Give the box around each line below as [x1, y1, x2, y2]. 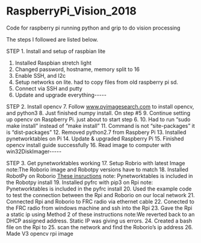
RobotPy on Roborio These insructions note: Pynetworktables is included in [6, 172, 193, 179]
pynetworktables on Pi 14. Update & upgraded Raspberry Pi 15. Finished [6, 134, 184, 142]
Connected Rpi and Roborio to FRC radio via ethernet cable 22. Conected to [6, 198, 194, 205]
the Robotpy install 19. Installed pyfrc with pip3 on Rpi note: [6, 178, 153, 186]
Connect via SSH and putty [14, 84, 82, 92]
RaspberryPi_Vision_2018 [6, 4, 137, 18]
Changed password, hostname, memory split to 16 [14, 65, 140, 73]
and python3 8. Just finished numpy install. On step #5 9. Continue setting [6, 109, 191, 116]
